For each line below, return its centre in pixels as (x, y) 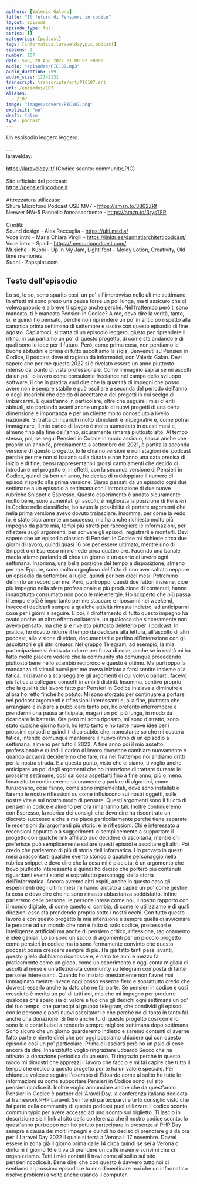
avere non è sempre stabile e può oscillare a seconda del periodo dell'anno (97, 388)
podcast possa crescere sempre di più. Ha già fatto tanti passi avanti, (90, 950)
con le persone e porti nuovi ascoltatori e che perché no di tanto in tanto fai (97, 1012)
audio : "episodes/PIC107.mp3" (43, 66)
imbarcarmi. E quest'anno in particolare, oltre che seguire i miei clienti (90, 401)
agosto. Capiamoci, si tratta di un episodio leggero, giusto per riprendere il (96, 332)
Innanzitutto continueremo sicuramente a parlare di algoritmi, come (87, 781)
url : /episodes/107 (30, 88)
